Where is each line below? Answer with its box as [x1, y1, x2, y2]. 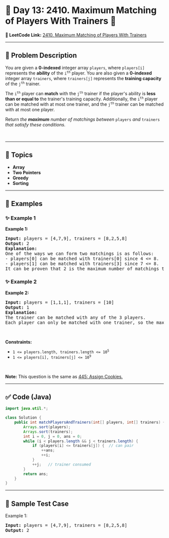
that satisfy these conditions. [5, 121, 66, 127]
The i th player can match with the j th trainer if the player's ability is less [5, 90, 156, 96]
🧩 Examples [5, 199, 43, 208]
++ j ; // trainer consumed [32, 462, 92, 467]
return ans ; [23, 471, 49, 477]
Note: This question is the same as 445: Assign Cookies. [5, 373, 123, 379]
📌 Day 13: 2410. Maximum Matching [5, 5, 157, 16]
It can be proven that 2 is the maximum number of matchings [5, 266, 159, 272]
